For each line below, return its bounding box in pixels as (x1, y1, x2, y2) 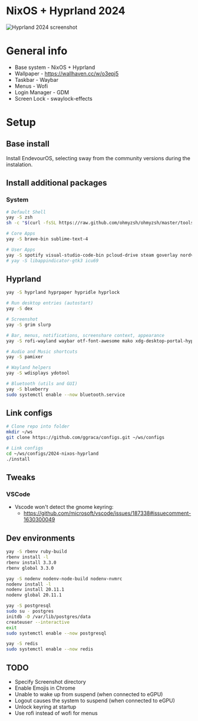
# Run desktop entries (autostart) (6, 300, 94, 306)
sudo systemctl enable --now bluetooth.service (6, 392, 126, 398)
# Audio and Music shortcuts (6, 349, 78, 355)
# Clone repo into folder (6, 424, 70, 429)
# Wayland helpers (6, 365, 51, 371)
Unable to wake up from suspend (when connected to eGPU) (14, 691, 163, 697)
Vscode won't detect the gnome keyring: (14, 504, 114, 511)
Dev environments (6, 533, 75, 543)
